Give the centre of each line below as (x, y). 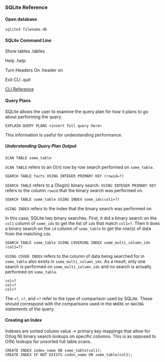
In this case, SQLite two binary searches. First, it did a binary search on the (81, 218)
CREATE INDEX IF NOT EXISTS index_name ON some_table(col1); (69, 355)
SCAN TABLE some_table (28, 158)
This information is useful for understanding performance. (64, 135)
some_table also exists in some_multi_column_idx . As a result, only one (75, 261)
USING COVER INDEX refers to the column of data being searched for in (75, 256)
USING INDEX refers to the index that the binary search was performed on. (79, 208)
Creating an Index (24, 320)
